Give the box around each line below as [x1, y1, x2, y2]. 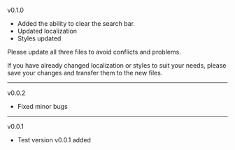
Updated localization [17, 27, 78, 35]
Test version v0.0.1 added [17, 136, 91, 144]
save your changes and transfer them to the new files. [7, 69, 163, 77]
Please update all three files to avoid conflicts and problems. [7, 48, 182, 56]
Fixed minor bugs [17, 103, 68, 110]
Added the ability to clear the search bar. [17, 20, 135, 27]
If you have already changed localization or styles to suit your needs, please [7, 61, 227, 69]
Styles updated [17, 34, 62, 43]
